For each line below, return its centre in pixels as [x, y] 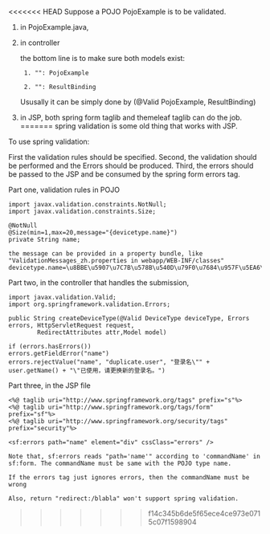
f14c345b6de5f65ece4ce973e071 [205, 514]
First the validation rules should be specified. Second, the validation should [133, 157]
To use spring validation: [49, 141]
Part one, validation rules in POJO [64, 190]
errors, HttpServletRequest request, [72, 325]
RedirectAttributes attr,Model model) [102, 332]
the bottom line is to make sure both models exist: [102, 58]
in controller [40, 43]
